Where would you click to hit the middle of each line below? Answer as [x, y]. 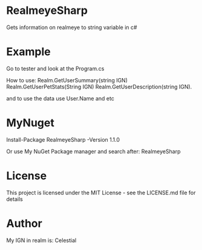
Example [28, 52]
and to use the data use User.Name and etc [60, 98]
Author [24, 223]
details [15, 199]
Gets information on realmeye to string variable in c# [72, 27]
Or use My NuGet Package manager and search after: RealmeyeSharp [93, 151]
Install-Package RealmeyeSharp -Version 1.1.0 [63, 139]
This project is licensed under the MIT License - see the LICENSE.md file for [101, 192]
